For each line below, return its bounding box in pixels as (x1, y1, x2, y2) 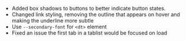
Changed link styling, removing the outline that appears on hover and (11, 11, 180, 18)
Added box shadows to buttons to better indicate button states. (11, 5, 166, 12)
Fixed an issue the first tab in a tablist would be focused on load (11, 29, 167, 36)
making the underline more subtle (11, 17, 94, 24)
